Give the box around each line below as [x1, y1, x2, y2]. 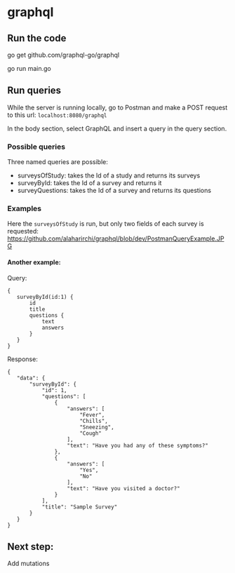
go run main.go [7, 65, 51, 72]
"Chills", [79, 417, 109, 424]
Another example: [7, 258, 61, 267]
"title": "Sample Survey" [41, 503, 118, 511]
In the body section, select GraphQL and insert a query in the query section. [7, 124, 227, 133]
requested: [7, 227, 39, 236]
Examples [7, 204, 42, 214]
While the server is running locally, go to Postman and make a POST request [7, 103, 228, 112]
